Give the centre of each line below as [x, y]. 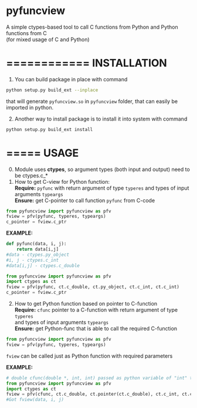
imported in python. [30, 107]
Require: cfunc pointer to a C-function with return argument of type [96, 310]
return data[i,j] [38, 249]
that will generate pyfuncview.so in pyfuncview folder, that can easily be [92, 101]
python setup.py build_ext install [50, 129]
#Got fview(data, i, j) [35, 400]
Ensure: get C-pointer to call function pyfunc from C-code [85, 200]
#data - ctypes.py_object [38, 255]
